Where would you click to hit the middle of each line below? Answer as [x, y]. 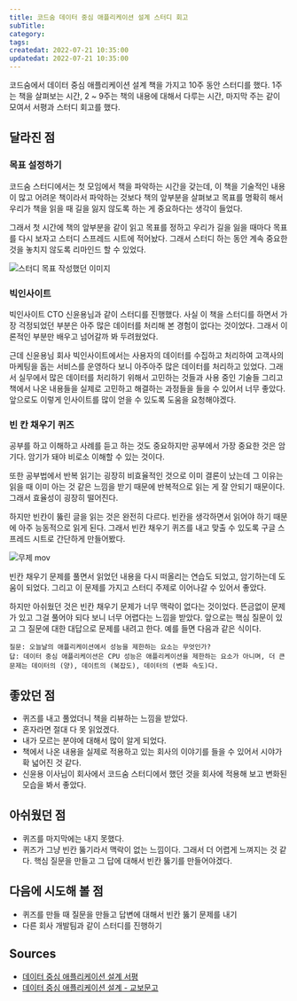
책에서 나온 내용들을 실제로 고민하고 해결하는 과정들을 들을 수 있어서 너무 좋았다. [148, 388]
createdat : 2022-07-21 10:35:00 [69, 51]
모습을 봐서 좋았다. [54, 785]
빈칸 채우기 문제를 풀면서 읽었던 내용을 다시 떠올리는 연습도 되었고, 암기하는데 [143, 576]
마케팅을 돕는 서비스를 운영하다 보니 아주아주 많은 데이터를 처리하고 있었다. [138, 366]
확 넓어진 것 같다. [51, 762]
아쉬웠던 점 [38, 815]
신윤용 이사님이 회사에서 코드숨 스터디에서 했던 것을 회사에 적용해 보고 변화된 [155, 774]
